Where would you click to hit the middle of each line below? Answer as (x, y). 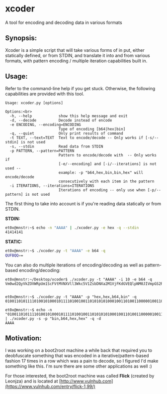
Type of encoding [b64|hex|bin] (92, 129)
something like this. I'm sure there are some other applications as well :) (79, 366)
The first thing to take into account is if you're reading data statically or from (83, 203)
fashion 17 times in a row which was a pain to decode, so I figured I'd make (82, 361)
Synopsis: (21, 38)
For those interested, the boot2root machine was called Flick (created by (80, 376)
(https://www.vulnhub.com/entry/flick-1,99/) (50, 386)
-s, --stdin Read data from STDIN (56, 146)
